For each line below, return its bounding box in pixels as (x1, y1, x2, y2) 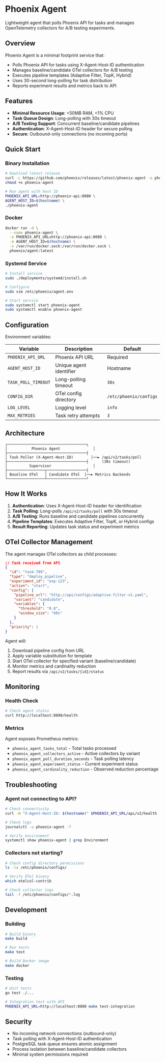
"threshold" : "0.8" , (18, 606, 60, 611)
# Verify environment (5, 833, 50, 838)
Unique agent (55, 362, 87, 369)
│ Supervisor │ (5, 463, 96, 468)
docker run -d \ (5, 225, 38, 231)
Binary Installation (5, 160, 50, 167)
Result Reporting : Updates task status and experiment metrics (12, 524, 139, 530)
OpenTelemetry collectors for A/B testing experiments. (5, 25, 115, 30)
